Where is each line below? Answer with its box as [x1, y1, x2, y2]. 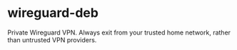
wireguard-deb [7, 5, 99, 21]
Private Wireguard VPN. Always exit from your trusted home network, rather [7, 28, 231, 37]
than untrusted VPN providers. [7, 35, 97, 44]
